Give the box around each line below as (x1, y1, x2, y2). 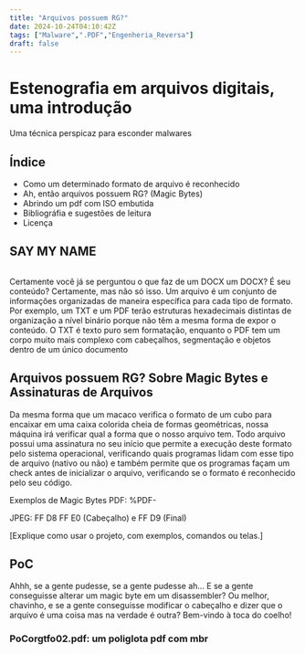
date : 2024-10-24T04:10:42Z (9, 22, 117, 31)
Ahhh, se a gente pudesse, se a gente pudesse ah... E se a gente (9, 581, 254, 592)
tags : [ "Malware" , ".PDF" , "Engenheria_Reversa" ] (9, 30, 195, 39)
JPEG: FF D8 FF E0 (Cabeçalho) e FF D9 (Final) (9, 512, 187, 523)
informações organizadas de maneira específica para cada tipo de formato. (9, 295, 294, 306)
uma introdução (9, 98, 132, 119)
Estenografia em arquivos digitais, (9, 79, 275, 99)
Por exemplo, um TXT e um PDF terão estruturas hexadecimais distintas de (9, 305, 292, 316)
